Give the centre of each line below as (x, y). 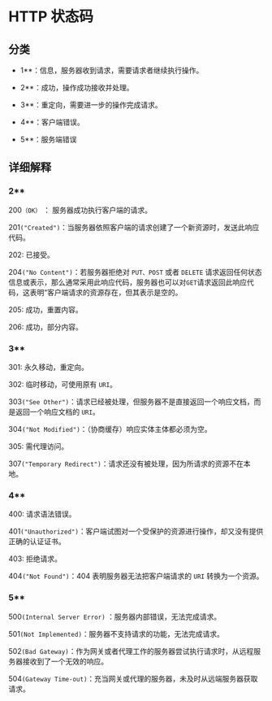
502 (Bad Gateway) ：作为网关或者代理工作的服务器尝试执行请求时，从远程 (131, 651)
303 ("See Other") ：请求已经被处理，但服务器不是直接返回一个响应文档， (131, 401)
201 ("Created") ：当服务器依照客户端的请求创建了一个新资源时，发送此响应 (134, 227)
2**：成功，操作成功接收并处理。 (77, 87)
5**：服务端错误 (48, 139)
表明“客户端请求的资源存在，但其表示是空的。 (106, 292)
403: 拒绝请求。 (35, 559)
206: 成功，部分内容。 (46, 327)
